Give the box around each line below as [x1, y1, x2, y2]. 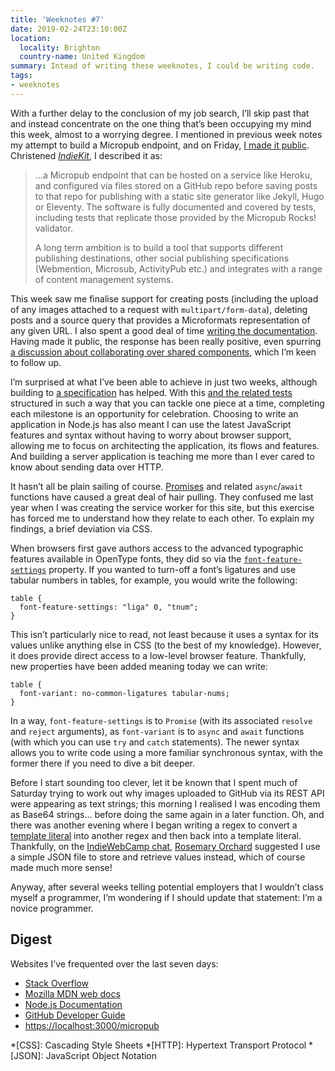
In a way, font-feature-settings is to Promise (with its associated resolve [10, 714, 313, 726]
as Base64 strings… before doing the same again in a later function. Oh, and [10, 808, 325, 820]
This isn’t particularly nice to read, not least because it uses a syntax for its [10, 628, 319, 640]
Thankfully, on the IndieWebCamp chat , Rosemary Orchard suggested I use [10, 840, 321, 852]
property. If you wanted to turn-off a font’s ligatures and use [48, 563, 297, 575]
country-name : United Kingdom [19, 52, 145, 62]
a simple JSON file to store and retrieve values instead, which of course [10, 851, 306, 863]
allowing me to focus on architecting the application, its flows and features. [10, 439, 320, 451]
